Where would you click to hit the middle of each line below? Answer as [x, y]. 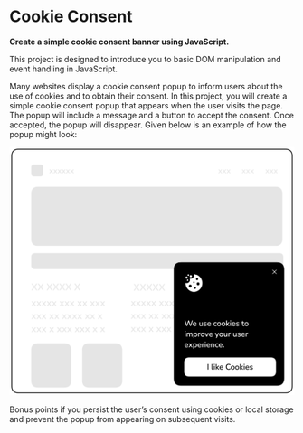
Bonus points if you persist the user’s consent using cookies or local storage [151, 409]
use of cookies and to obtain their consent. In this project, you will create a [148, 96]
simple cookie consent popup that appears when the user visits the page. [146, 105]
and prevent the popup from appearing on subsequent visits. [123, 419]
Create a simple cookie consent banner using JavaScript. [119, 42]
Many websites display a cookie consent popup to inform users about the [146, 86]
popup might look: [43, 134]
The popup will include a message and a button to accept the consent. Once [151, 115]
